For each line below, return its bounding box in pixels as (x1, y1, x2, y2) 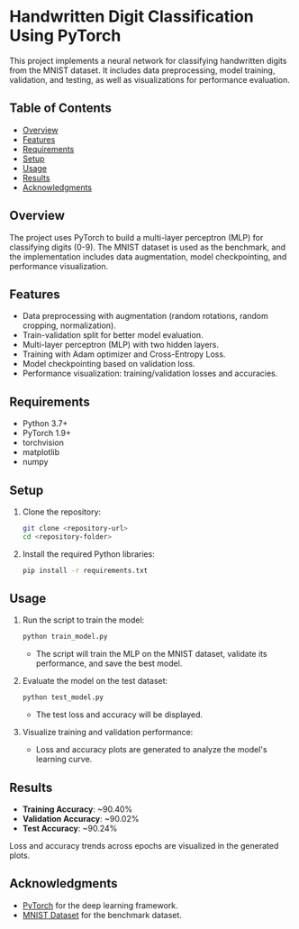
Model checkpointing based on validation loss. (22, 359, 195, 369)
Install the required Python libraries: (22, 548, 155, 560)
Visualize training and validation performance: (22, 727, 194, 738)
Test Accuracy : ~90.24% (22, 823, 118, 833)
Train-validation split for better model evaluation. (22, 330, 204, 341)
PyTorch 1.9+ (22, 428, 72, 439)
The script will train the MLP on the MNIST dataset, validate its (35, 649, 267, 660)
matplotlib (22, 447, 60, 458)
